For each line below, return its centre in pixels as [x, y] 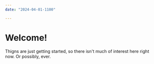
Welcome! [26, 38]
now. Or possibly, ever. [28, 56]
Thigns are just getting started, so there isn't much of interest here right [77, 51]
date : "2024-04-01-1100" [30, 9]
